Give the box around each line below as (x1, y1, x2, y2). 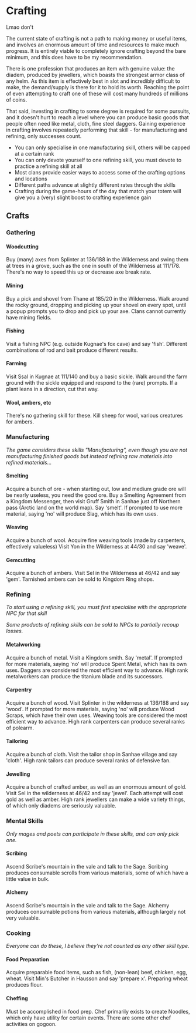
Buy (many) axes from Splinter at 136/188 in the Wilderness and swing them (6, 256, 189, 263)
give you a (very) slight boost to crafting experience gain (14, 194, 152, 201)
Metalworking (6, 641, 41, 648)
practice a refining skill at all (14, 163, 82, 170)
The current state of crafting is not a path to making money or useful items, (6, 35, 187, 42)
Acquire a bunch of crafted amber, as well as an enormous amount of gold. (6, 783, 187, 790)
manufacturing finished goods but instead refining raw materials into (6, 452, 173, 459)
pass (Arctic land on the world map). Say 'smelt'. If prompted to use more (6, 504, 183, 511)
